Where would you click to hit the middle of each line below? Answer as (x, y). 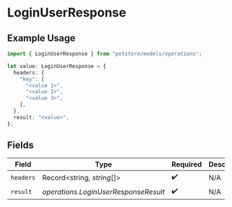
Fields (21, 145)
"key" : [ (32, 79)
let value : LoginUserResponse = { (57, 66)
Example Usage (41, 38)
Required (187, 164)
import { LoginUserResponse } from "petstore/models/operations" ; (105, 54)
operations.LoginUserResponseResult (104, 192)
